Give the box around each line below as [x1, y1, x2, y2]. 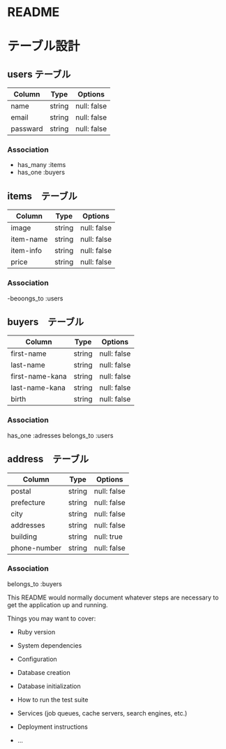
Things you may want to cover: [7, 614, 96, 623]
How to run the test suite [17, 695, 89, 704]
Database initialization [17, 682, 82, 690]
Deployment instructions [17, 722, 89, 731]
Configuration [17, 655, 57, 663]
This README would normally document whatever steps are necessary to [7, 593, 219, 602]
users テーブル [7, 68, 71, 80]
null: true [93, 532, 123, 541]
